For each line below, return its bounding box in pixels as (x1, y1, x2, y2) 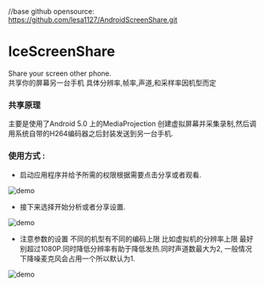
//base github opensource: (8, 7, 95, 16)
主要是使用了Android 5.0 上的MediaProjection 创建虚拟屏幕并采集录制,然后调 (8, 119, 257, 128)
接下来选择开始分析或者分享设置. (19, 202, 126, 211)
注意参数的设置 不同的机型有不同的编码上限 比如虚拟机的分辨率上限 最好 (19, 234, 254, 243)
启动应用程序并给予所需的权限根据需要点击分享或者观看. (19, 169, 202, 180)
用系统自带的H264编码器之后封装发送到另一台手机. (8, 129, 173, 139)
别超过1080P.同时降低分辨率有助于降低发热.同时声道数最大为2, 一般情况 (19, 243, 252, 253)
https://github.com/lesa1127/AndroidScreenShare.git (8, 15, 178, 24)
